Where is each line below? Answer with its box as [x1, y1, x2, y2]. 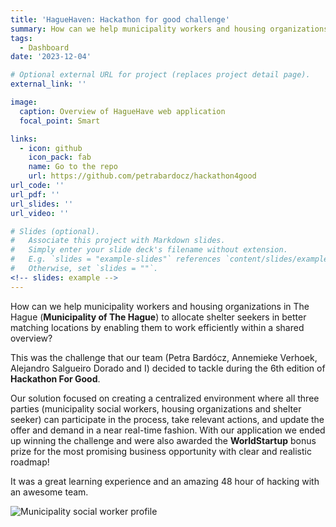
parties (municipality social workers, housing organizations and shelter [10, 402, 302, 415]
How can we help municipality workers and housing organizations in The [10, 300, 310, 312]
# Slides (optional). [10, 226, 101, 236]
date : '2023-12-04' [10, 52, 92, 62]
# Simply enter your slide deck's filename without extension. [10, 245, 288, 255]
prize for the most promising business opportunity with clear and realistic [10, 445, 312, 457]
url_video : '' [10, 208, 70, 218]
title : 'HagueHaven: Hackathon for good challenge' [10, 14, 230, 25]
